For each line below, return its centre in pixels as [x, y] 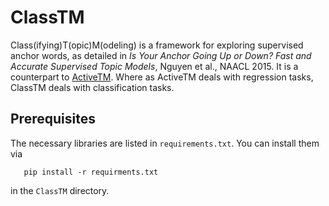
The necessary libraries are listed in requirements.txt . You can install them [165, 143]
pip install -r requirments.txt [91, 172]
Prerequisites [53, 119]
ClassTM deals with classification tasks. [92, 87]
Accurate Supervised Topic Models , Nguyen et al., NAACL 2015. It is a [154, 66]
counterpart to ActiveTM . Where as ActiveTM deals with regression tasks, [162, 77]
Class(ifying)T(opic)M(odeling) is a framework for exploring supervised [157, 45]
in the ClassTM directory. [60, 190]
